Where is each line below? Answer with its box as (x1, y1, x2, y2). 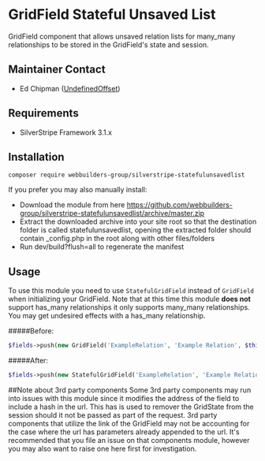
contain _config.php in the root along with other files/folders (19, 234, 215, 244)
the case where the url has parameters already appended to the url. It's (8, 427, 240, 437)
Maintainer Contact (8, 63, 106, 76)
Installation (8, 150, 65, 163)
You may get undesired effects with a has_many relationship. (8, 311, 206, 321)
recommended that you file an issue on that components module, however (8, 435, 250, 444)
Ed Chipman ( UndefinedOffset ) (19, 84, 121, 93)
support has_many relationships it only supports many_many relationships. (8, 303, 250, 312)
